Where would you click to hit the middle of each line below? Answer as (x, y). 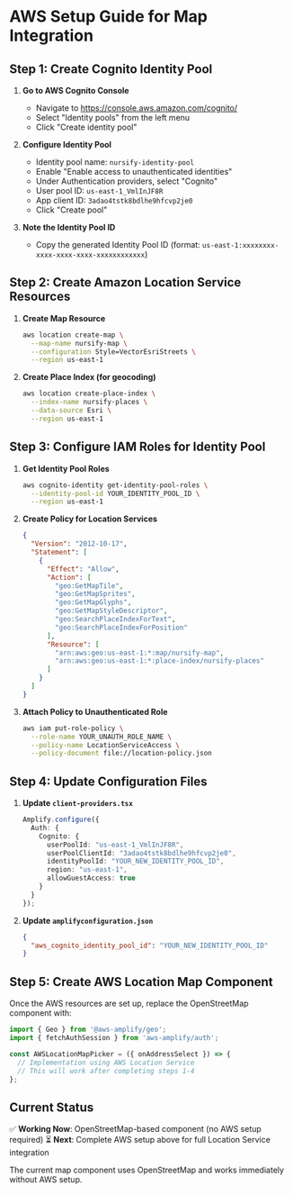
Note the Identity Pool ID (69, 227)
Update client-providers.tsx (77, 803)
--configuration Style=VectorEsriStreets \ (113, 352)
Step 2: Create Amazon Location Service (125, 282)
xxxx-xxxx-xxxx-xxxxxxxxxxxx (90, 255)
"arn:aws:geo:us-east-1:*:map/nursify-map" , (140, 653)
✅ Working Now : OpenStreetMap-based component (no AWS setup (136, 1129)
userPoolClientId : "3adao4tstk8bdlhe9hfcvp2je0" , (141, 853)
